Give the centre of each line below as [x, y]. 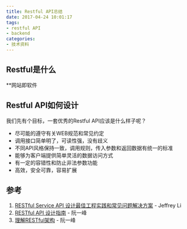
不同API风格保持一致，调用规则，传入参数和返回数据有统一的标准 [94, 148]
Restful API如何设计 [42, 106]
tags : [13, 22]
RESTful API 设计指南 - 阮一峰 [51, 213]
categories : [21, 39]
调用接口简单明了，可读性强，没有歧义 [61, 140]
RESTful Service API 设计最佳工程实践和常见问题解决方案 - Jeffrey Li [98, 205]
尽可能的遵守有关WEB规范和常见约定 [59, 133]
